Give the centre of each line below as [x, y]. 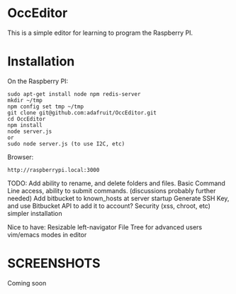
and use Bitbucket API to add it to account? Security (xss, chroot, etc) [109, 206]
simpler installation [35, 213]
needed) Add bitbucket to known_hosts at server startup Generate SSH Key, [118, 198]
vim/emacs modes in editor [47, 234]
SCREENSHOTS [54, 263]
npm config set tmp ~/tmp [45, 107]
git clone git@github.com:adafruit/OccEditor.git [82, 113]
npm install [25, 125]
